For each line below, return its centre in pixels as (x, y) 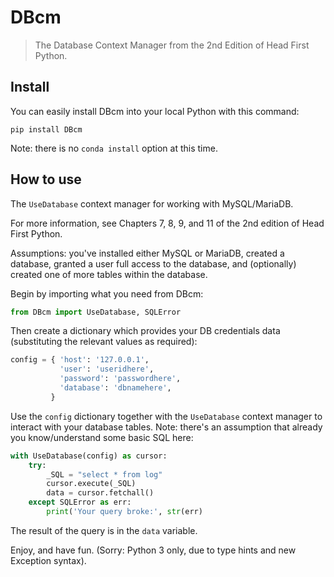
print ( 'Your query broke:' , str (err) (124, 512)
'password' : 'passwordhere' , (120, 379)
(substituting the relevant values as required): (104, 342)
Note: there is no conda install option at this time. (114, 148)
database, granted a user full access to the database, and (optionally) (153, 263)
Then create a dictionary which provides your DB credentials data (145, 331)
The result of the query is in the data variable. (104, 530)
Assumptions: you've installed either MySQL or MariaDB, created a (147, 253)
